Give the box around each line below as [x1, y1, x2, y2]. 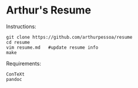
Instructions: [6, 23, 36, 30]
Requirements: [6, 60, 41, 67]
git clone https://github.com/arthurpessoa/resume [6, 34, 133, 40]
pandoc [6, 76, 22, 82]
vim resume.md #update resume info [6, 45, 99, 50]
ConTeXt [6, 71, 25, 77]
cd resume [6, 39, 31, 45]
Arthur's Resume [6, 4, 92, 17]
